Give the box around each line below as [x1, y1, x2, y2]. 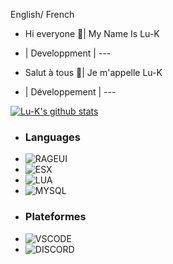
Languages [24, 130, 81, 144]
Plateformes [24, 210, 87, 224]
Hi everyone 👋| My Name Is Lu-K [24, 28, 160, 39]
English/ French [10, 9, 75, 20]
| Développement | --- [24, 86, 117, 98]
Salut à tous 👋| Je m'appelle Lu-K [24, 67, 163, 78]
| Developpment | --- [24, 47, 112, 59]
